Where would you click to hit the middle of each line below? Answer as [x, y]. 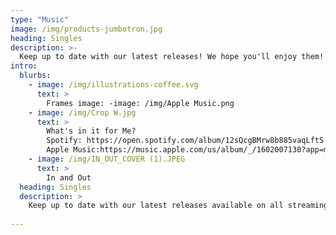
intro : [24, 66]
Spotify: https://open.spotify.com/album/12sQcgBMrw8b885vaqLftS [185, 141]
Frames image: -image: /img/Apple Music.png [140, 103]
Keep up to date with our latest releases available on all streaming [178, 206]
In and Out [69, 177]
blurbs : [35, 76]
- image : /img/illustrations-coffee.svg [113, 85]
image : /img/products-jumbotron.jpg [86, 29]
